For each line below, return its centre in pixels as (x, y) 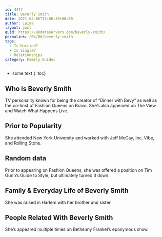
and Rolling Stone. (23, 143)
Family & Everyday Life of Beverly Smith (67, 191)
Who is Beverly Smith (38, 89)
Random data (26, 158)
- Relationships (26, 55)
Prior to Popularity (33, 126)
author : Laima (20, 23)
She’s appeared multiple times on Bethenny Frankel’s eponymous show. (77, 229)
